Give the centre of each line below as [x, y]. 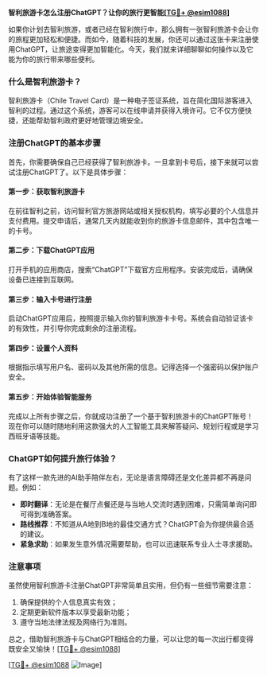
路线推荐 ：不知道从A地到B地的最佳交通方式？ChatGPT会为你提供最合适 [137, 523]
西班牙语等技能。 [36, 436]
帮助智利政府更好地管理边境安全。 [91, 121]
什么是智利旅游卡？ [45, 81]
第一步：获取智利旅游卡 [46, 192]
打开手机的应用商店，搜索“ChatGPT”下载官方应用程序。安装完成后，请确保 [130, 269]
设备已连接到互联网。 [43, 279]
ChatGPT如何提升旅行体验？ [63, 458]
